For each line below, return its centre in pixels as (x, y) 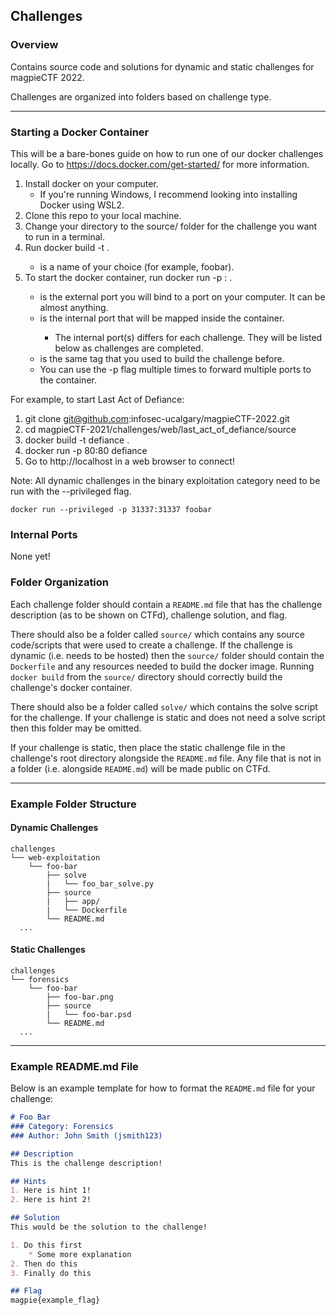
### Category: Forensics (62, 1127)
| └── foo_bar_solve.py (100, 884)
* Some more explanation (80, 1254)
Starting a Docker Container (80, 132)
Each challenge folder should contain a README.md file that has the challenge (166, 604)
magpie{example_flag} (55, 1300)
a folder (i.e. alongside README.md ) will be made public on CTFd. (140, 768)
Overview (34, 45)
